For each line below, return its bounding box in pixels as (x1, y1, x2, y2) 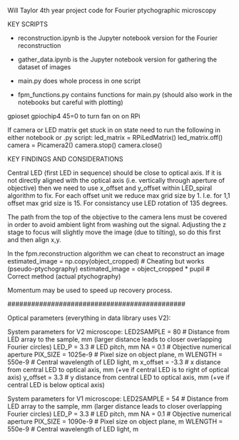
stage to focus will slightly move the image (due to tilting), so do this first (7, 228, 221, 236)
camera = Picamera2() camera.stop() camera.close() (7, 141, 163, 149)
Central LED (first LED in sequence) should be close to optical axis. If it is (7, 169, 222, 177)
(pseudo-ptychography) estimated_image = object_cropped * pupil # (7, 264, 210, 273)
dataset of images (17, 63, 71, 71)
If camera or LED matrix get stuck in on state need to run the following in (7, 126, 221, 134)
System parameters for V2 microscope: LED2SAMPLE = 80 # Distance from (7, 328, 230, 336)
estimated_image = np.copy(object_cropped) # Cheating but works (7, 257, 205, 265)
